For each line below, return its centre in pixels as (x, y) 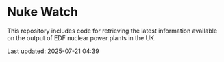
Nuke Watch (43, 12)
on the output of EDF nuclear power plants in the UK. (82, 37)
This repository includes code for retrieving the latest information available (112, 31)
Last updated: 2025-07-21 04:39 (53, 51)
